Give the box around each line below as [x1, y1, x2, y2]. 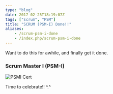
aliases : [5, 26, 24, 32]
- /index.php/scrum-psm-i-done [14, 36, 81, 41]
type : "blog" [5, 7, 33, 13]
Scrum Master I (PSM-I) [5, 62, 65, 69]
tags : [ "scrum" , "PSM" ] [5, 17, 56, 22]
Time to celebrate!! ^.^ [5, 84, 51, 90]
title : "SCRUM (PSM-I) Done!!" [5, 21, 72, 27]
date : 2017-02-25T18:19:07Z [5, 12, 65, 17]
